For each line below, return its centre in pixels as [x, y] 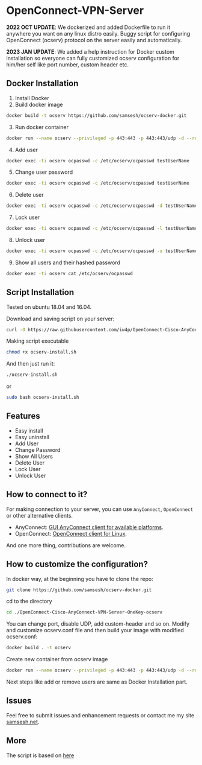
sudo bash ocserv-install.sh [43, 398]
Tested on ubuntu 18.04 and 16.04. [49, 307]
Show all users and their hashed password [67, 262]
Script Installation [40, 292]
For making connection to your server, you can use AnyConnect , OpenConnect [100, 509]
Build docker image [39, 104]
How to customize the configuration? [77, 564]
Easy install [29, 430]
